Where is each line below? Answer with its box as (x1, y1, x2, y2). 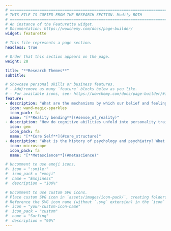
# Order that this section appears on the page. (5, 54, 110, 59)
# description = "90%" (5, 218, 56, 223)
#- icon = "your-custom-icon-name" (5, 204, 81, 209)
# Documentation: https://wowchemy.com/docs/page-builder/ (5, 26, 133, 31)
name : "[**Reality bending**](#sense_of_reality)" (10, 115, 120, 120)
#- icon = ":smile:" (5, 167, 49, 172)
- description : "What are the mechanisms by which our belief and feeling (5, 101, 167, 106)
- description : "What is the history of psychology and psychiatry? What (5, 138, 165, 144)
